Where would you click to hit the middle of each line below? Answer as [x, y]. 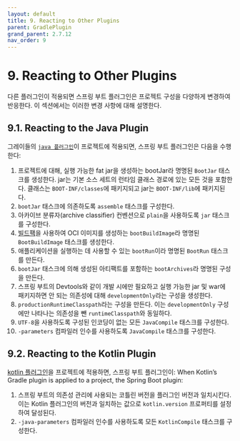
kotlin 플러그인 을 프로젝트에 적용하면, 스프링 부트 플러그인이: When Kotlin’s [112, 372]
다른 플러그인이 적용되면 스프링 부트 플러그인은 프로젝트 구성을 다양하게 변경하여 [119, 96]
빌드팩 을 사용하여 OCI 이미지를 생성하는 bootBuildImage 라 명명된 [109, 233]
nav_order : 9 [27, 41]
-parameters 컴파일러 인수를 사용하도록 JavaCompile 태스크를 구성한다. [117, 331]
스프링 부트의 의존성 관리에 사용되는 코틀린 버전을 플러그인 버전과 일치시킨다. [125, 395]
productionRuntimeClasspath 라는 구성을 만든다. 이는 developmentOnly [116, 304]
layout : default [31, 14]
